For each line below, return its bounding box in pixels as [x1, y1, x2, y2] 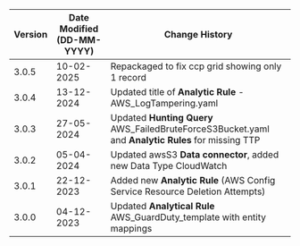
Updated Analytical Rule [110, 200, 215, 212]
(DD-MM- [56, 34, 102, 46]
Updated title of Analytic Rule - [110, 86, 245, 98]
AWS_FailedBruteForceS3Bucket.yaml [110, 123, 270, 135]
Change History [163, 29, 233, 40]
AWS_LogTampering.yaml [110, 98, 219, 109]
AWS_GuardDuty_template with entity [110, 211, 266, 223]
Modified [59, 22, 99, 35]
